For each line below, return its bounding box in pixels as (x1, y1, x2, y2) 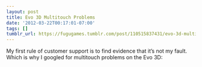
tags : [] (6, 25, 28, 32)
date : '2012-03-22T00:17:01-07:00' (6, 20, 96, 26)
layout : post (6, 8, 39, 15)
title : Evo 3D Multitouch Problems (6, 14, 96, 20)
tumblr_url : (6, 31, 36, 37)
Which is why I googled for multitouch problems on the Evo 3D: (6, 54, 163, 61)
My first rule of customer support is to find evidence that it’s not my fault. (6, 47, 188, 54)
